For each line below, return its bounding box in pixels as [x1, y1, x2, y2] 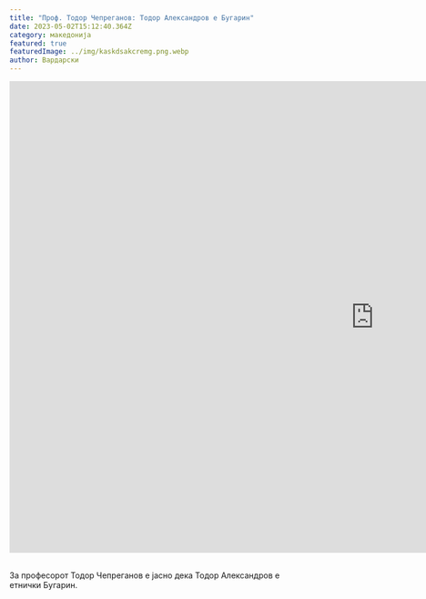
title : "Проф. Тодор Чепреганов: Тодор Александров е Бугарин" [9, 13, 255, 23]
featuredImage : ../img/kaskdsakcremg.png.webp [9, 47, 189, 56]
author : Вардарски [9, 56, 79, 65]
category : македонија [9, 30, 92, 39]
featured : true [9, 38, 67, 48]
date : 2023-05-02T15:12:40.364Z [9, 22, 132, 31]
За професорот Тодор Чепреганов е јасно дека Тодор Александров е [9, 570, 280, 581]
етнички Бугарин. [9, 580, 78, 590]
